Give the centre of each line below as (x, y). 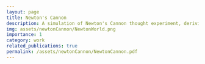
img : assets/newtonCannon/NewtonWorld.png (61, 29)
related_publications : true (42, 46)
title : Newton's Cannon (37, 18)
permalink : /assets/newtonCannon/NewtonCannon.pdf (72, 52)
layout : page (23, 12)
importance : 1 (24, 35)
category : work (26, 40)
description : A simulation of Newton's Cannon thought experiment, (94, 23)
